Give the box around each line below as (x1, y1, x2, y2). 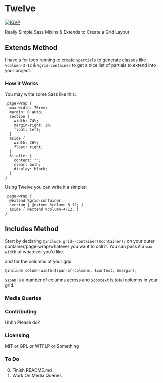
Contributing (5, 308, 37, 315)
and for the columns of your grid (5, 258, 72, 264)
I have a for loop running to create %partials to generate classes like (5, 57, 146, 63)
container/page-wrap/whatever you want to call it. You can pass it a (5, 243, 145, 249)
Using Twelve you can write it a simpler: (5, 184, 87, 190)
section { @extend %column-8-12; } (9, 203, 84, 208)
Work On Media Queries (12, 372, 62, 378)
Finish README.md (12, 367, 52, 373)
